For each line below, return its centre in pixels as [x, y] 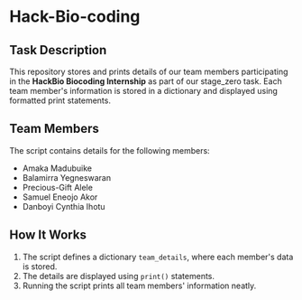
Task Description [58, 50]
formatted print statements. [60, 100]
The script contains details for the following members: [110, 150]
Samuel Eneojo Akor [60, 197]
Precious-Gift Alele [57, 187]
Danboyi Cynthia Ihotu [64, 206]
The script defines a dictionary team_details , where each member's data [158, 257]
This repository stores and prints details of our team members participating [149, 71]
